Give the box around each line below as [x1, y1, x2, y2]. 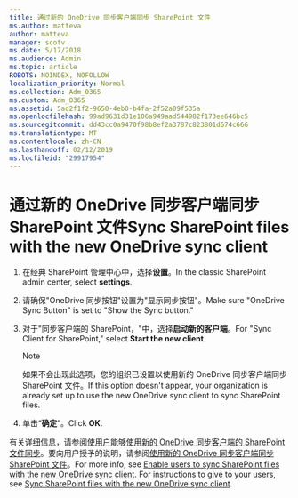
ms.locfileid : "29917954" [9, 153, 105, 163]
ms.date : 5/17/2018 [9, 46, 82, 55]
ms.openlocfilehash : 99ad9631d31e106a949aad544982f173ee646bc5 [9, 112, 249, 121]
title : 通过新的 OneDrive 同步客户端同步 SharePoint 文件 [9, 12, 212, 22]
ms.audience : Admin [9, 54, 82, 63]
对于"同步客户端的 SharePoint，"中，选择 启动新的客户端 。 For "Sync [21, 324, 272, 334]
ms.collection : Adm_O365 [9, 87, 101, 96]
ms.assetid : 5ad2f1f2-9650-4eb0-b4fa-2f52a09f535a [9, 104, 201, 113]
